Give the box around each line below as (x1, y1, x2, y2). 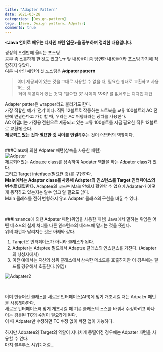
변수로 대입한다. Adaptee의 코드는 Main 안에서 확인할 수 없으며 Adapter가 (5, 183, 146, 189)
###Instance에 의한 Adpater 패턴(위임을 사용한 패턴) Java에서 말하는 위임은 (5, 216, 152, 222)
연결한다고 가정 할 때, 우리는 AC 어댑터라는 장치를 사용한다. (14, 114, 127, 119)
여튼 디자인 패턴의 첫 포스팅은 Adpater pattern (5, 68, 96, 74)
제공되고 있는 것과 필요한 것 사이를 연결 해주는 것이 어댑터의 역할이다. (5, 132, 134, 138)
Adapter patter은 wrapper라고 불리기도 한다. (5, 101, 92, 107)
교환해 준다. (10, 126, 33, 132)
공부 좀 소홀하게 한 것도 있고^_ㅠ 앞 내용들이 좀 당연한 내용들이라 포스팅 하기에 (5, 56, 153, 62)
